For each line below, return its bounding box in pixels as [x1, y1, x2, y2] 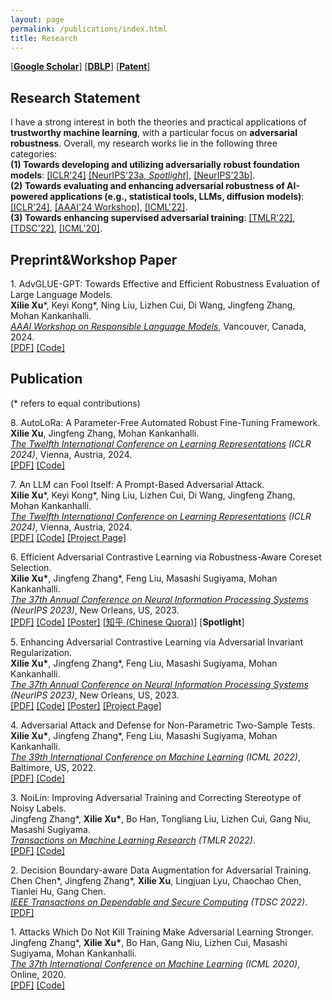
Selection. [10, 561, 52, 573]
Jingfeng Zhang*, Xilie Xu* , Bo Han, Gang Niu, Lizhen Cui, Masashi [10, 936, 288, 948]
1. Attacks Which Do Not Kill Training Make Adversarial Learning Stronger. [10, 926, 314, 938]
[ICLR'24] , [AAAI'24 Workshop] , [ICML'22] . [10, 201, 188, 213]
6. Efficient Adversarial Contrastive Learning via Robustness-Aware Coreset [10, 551, 322, 563]
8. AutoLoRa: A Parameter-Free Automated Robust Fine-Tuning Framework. [10, 416, 321, 428]
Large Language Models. [10, 289, 113, 300]
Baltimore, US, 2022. [10, 761, 97, 773]
